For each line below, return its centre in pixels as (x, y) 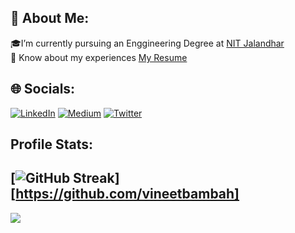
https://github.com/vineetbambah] (127, 194)
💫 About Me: (50, 18)
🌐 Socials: (43, 89)
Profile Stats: (51, 144)
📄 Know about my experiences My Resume (99, 57)
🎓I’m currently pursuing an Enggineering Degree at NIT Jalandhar (147, 43)
